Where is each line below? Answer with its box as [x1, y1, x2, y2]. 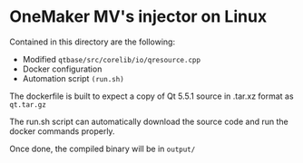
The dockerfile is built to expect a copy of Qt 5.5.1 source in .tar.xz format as [9, 91, 294, 101]
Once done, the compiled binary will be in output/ [9, 143, 196, 154]
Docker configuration [22, 63, 103, 74]
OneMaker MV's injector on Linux [9, 6, 268, 27]
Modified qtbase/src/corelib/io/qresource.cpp [22, 53, 201, 64]
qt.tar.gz [9, 100, 47, 110]
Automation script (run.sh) [22, 72, 124, 83]
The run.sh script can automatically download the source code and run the [9, 116, 288, 127]
